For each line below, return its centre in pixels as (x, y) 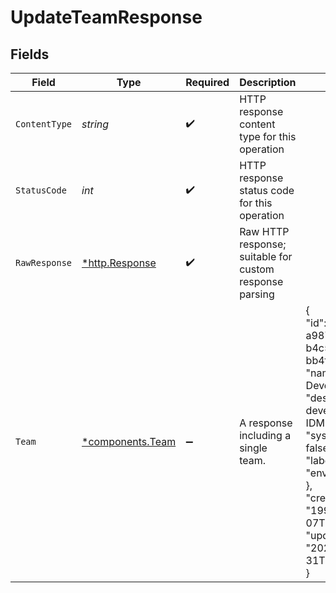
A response (266, 423)
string (95, 124)
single (253, 448)
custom (257, 269)
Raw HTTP (264, 231)
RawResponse (44, 262)
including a (265, 435)
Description (268, 82)
